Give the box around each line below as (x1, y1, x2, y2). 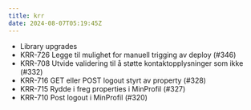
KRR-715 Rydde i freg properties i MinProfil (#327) (19, 84, 186, 93)
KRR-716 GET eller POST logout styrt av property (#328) (19, 75, 207, 85)
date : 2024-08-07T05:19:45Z (8, 19, 103, 27)
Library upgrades (19, 41, 78, 51)
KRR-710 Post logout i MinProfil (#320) (19, 92, 148, 102)
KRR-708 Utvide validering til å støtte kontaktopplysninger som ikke (19, 58, 244, 68)
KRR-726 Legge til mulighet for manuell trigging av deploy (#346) (19, 50, 237, 59)
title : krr (8, 11, 45, 20)
